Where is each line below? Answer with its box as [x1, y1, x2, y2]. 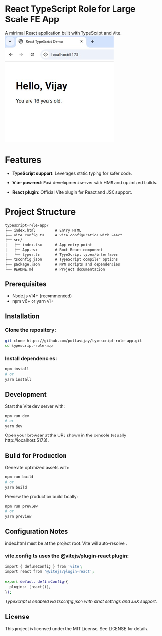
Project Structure [5, 206, 76, 218]
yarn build [5, 485, 27, 490]
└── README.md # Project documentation [5, 267, 105, 272]
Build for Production [5, 452, 67, 460]
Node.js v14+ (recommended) [12, 293, 72, 299]
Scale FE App [5, 14, 60, 25]
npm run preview [5, 504, 38, 509]
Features [5, 154, 42, 165]
